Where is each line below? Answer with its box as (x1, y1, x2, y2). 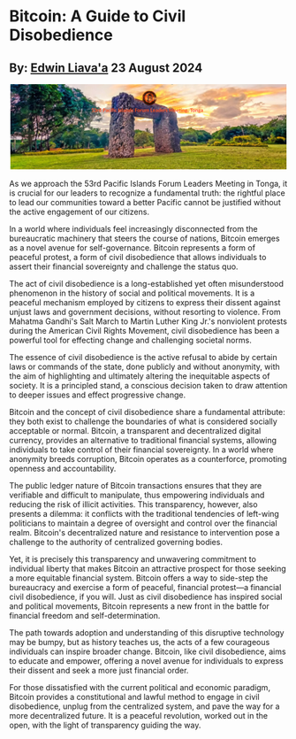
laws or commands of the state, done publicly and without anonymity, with (9, 361, 280, 373)
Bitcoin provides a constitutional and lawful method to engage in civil (9, 692, 260, 703)
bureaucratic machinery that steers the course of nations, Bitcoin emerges (9, 233, 280, 244)
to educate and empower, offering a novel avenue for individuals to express (9, 656, 285, 666)
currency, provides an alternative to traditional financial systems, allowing (9, 435, 277, 446)
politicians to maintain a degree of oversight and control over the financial (9, 518, 277, 528)
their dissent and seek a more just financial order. (9, 666, 189, 676)
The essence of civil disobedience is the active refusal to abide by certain (9, 352, 277, 363)
